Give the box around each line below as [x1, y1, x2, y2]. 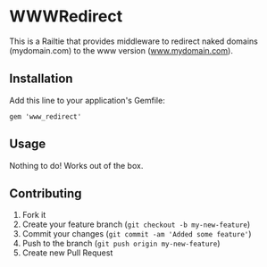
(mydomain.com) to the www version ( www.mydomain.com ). [9, 45, 234, 55]
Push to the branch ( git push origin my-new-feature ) [21, 238, 221, 249]
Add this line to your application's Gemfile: [9, 95, 165, 105]
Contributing [9, 186, 82, 201]
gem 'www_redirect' [9, 112, 82, 121]
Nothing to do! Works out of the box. [9, 160, 144, 171]
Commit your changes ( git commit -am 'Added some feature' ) [21, 229, 252, 239]
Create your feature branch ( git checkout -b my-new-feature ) [21, 219, 251, 229]
